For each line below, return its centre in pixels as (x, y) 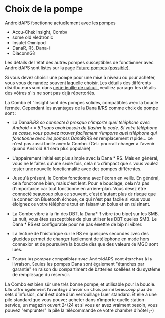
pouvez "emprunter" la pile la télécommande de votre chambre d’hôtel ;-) (80, 310)
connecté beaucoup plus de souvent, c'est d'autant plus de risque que (84, 194)
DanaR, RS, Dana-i (31, 48)
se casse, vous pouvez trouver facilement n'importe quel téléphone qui (84, 133)
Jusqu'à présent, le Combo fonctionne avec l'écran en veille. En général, (86, 178)
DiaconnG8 (24, 53)
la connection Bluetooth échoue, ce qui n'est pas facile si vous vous (81, 199)
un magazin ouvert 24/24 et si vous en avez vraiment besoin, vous (90, 305)
